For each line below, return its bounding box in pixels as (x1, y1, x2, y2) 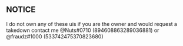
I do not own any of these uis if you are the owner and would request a (6, 20, 178, 27)
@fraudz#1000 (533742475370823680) (6, 32, 104, 40)
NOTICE (6, 5, 36, 15)
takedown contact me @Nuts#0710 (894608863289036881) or (6, 27, 159, 34)
